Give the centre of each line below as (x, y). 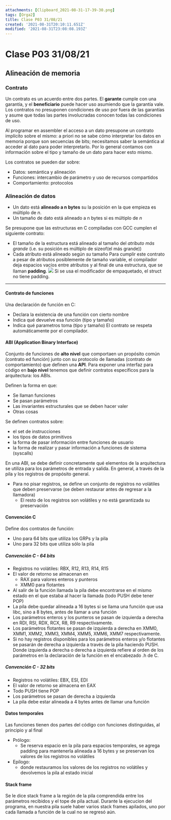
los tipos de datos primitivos (42, 437)
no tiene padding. (31, 277)
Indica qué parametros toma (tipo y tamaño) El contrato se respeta (82, 325)
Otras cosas (25, 412)
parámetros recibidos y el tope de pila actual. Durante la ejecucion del (79, 801)
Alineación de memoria (43, 73)
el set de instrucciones (36, 431)
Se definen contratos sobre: (35, 421)
